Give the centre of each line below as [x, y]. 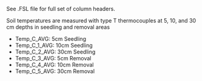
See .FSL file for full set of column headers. [61, 9]
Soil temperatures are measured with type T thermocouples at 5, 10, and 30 [101, 20]
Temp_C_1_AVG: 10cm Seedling [54, 45]
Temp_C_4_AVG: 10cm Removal [54, 65]
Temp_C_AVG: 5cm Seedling [51, 39]
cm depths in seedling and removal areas [58, 27]
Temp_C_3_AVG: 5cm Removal [53, 58]
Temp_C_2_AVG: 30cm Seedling [55, 52]
